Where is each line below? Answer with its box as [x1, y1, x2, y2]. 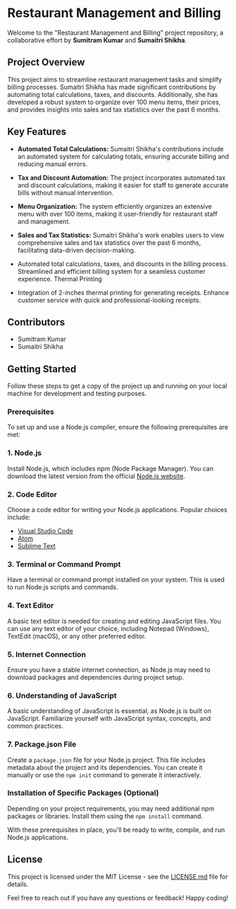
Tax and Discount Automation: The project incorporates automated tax [17, 173, 226, 182]
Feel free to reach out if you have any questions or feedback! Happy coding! [7, 893, 229, 902]
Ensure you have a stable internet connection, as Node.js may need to [7, 665, 211, 673]
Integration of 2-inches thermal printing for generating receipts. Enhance [17, 288, 229, 296]
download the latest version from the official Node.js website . [7, 472, 185, 480]
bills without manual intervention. [17, 188, 114, 197]
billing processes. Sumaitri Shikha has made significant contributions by [7, 83, 216, 91]
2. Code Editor [7, 490, 58, 499]
